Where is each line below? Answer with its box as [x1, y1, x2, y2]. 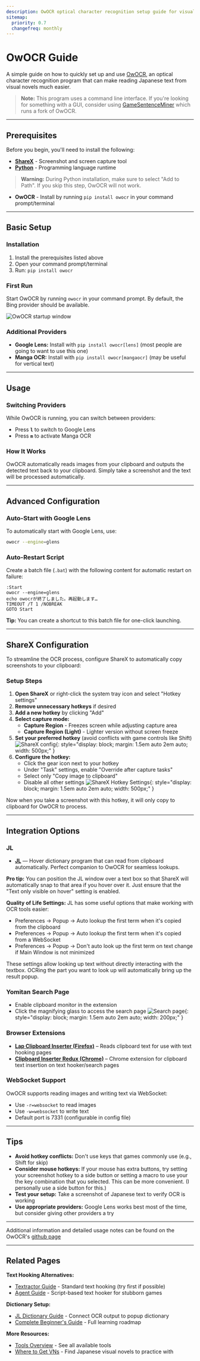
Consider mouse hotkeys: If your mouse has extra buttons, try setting [14, 1165, 187, 1172]
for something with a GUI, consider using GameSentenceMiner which [20, 101, 190, 108]
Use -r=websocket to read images [14, 1101, 96, 1108]
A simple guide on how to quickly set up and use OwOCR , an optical [6, 71, 173, 78]
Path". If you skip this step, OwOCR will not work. [20, 182, 142, 189]
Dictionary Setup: [6, 1301, 51, 1308]
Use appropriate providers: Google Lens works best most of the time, [14, 1203, 187, 1210]
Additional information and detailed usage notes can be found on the [6, 1226, 174, 1234]
